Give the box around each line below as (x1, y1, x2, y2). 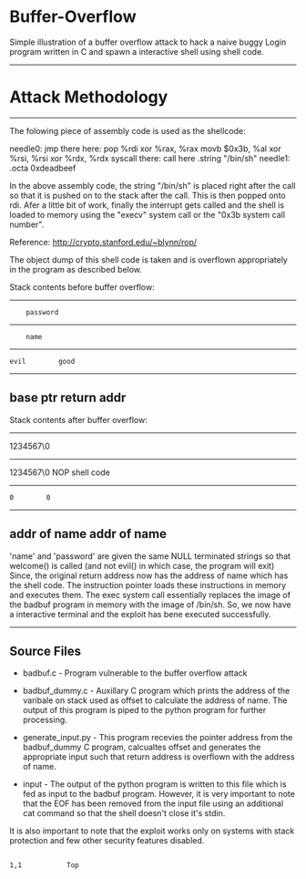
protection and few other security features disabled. (9, 835, 205, 846)
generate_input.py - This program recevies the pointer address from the (22, 732, 293, 743)
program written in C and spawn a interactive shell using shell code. (9, 46, 264, 57)
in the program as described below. (9, 264, 143, 274)
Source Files (9, 643, 82, 658)
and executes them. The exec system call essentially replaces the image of (9, 589, 291, 600)
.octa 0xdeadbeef (9, 162, 76, 173)
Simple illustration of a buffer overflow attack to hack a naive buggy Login (9, 36, 287, 47)
